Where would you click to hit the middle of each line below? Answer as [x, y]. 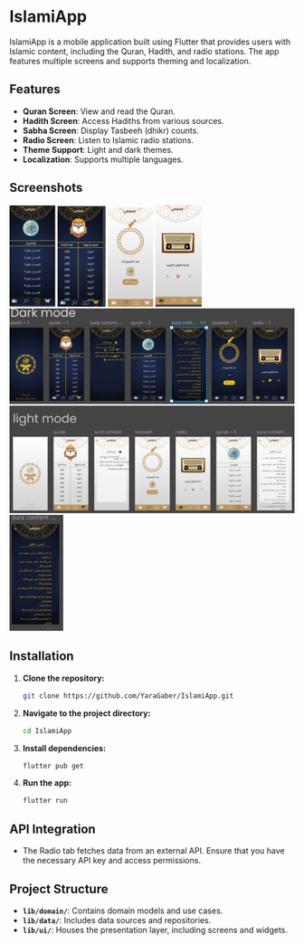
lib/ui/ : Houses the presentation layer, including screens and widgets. [155, 930]
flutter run [45, 801]
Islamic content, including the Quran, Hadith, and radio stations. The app [144, 51]
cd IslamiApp [47, 730]
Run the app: [47, 783]
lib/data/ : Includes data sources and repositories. [117, 920]
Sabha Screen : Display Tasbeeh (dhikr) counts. [110, 130]
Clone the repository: [63, 678]
